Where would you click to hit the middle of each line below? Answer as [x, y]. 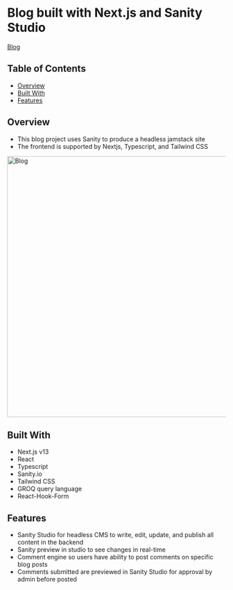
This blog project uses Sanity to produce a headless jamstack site [111, 139]
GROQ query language [49, 489]
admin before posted [47, 580]
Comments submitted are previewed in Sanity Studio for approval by [115, 572]
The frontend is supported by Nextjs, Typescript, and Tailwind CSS [113, 146]
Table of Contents [47, 69]
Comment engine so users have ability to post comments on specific [115, 557]
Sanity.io [30, 474]
